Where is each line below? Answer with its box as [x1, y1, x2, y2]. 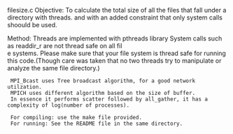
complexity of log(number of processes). [7, 102, 130, 109]
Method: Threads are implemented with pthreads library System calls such [7, 34, 223, 43]
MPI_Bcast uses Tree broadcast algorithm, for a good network [10, 77, 196, 84]
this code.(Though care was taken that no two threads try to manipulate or [7, 57, 222, 65]
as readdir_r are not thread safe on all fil [7, 42, 122, 50]
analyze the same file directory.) [7, 64, 100, 72]
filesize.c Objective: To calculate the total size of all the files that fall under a [7, 6, 227, 14]
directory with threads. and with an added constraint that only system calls [7, 13, 223, 22]
